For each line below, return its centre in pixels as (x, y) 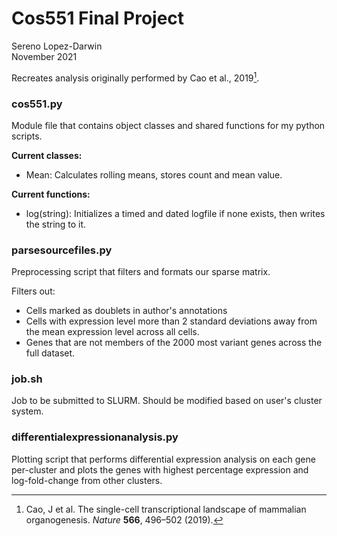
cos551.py (37, 104)
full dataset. (50, 353)
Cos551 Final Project (98, 18)
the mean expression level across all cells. (112, 332)
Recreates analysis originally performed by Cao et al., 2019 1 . (135, 77)
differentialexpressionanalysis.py (95, 437)
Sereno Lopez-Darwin (57, 46)
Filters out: (33, 291)
